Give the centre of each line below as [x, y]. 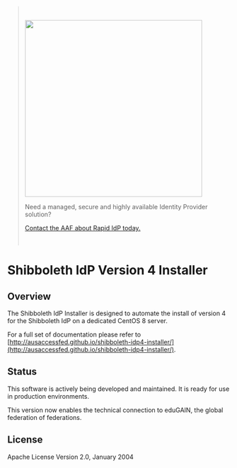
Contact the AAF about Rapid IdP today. [82, 228]
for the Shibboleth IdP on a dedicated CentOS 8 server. [87, 321]
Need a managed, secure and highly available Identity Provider [116, 207]
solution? [38, 214]
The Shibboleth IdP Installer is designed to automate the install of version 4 [117, 313]
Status [22, 372]
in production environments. [48, 396]
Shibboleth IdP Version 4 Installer [108, 270]
